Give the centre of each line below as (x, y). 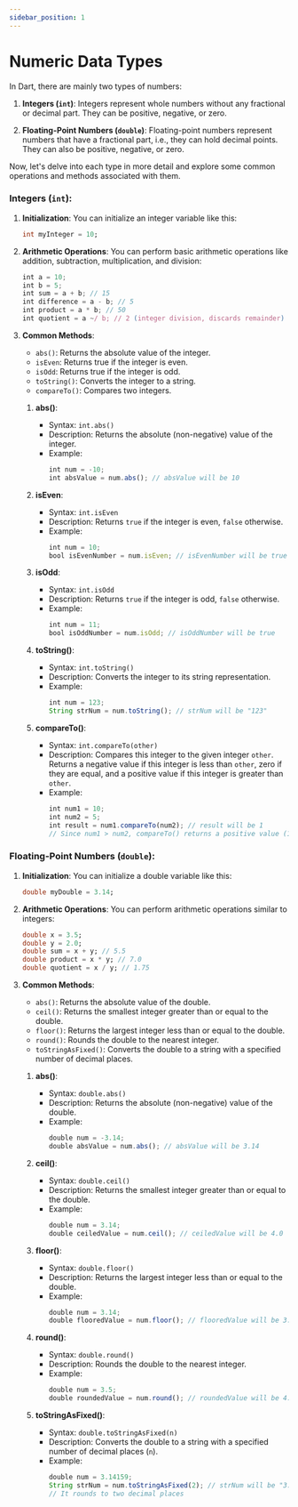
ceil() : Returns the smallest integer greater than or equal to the (152, 1011)
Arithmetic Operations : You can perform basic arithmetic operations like (155, 251)
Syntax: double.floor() (91, 1268)
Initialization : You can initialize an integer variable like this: (129, 218)
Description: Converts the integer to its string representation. (160, 677)
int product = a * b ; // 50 (74, 310)
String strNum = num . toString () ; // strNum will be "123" (158, 711)
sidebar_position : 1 (47, 17)
